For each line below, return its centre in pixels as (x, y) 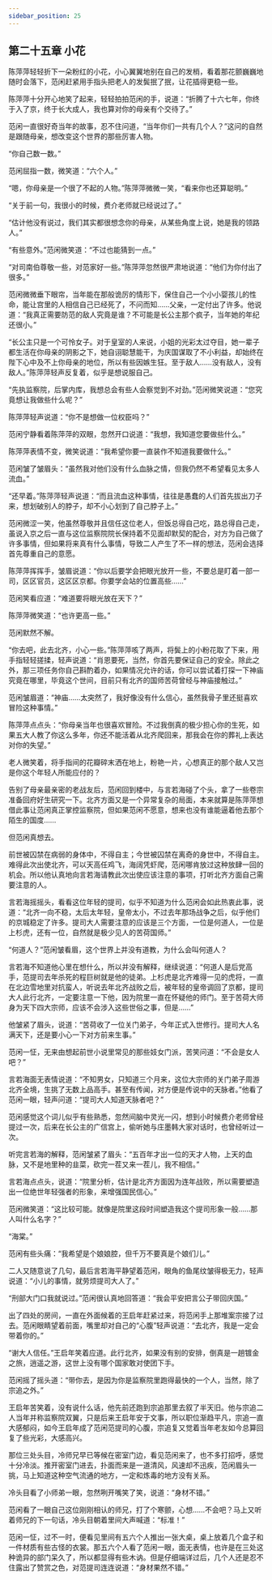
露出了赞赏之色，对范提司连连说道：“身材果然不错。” (102, 1568)
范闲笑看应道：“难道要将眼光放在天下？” (76, 598)
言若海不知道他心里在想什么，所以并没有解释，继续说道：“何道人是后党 (127, 967)
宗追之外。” (26, 1390)
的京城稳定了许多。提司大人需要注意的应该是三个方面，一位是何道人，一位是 (136, 922)
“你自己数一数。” (35, 154)
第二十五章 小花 (47, 51)
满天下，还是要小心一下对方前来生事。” (72, 1035)
